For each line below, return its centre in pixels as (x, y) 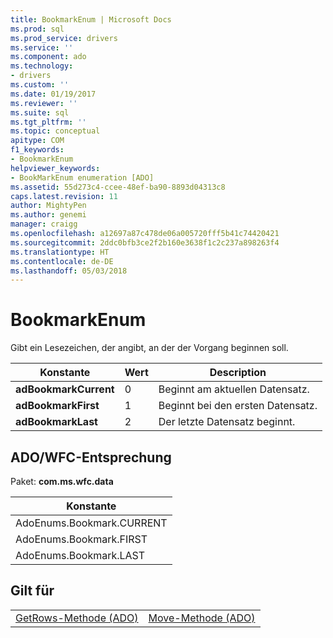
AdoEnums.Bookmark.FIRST (81, 539)
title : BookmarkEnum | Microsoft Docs (91, 19)
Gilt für (32, 591)
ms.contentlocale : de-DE (62, 261)
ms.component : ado (48, 57)
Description (238, 373)
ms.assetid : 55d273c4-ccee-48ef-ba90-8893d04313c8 (118, 187)
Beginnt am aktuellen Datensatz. (234, 389)
